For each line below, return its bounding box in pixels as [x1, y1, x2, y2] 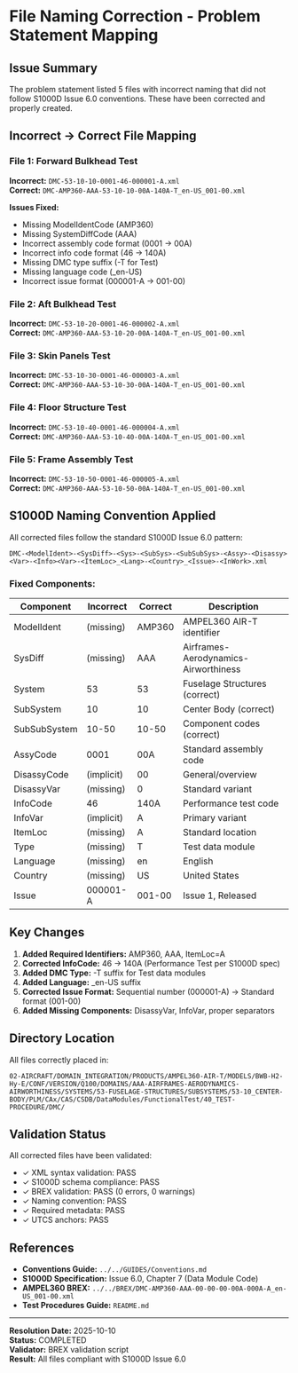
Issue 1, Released [183, 889, 257, 902]
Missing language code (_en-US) [21, 266, 143, 277]
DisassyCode [13, 768, 69, 780]
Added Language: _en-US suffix [21, 976, 142, 987]
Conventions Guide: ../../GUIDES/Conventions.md [21, 1264, 207, 1274]
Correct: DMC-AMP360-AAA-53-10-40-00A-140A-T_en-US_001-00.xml [9, 430, 246, 441]
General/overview [183, 768, 257, 780]
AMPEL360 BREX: [21, 1282, 90, 1293]
